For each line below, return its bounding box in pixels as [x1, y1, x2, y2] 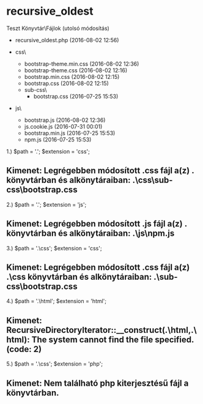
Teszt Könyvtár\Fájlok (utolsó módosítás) [6, 24, 110, 32]
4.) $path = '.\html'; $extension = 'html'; [6, 297, 107, 305]
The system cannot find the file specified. [31, 334, 194, 345]
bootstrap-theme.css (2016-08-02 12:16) [24, 66, 127, 74]
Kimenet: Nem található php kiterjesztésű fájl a [6, 378, 189, 388]
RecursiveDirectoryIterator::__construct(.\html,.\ [6, 324, 197, 335]
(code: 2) [6, 344, 42, 354]
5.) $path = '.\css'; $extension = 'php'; [6, 360, 103, 368]
